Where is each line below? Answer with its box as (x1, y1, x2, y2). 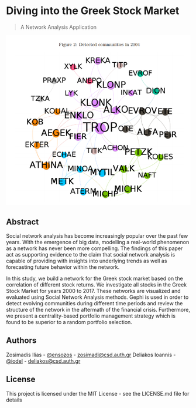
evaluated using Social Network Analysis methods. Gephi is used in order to (6, 294, 189, 301)
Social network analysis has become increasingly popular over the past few (6, 232, 188, 239)
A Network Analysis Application (20, 23, 97, 31)
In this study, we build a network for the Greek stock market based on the (6, 275, 183, 282)
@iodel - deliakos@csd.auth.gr (6, 357, 81, 365)
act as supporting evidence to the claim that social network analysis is (6, 251, 176, 258)
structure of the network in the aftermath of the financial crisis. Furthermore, (6, 306, 190, 313)
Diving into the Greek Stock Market (6, 4, 180, 18)
